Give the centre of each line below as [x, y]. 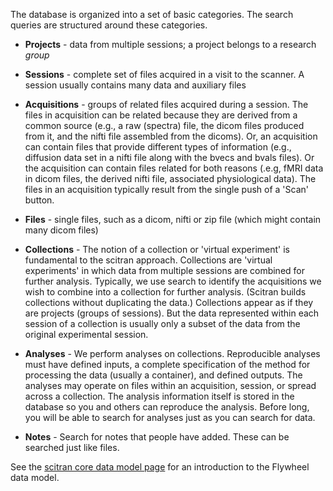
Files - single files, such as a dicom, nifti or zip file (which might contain [173, 219]
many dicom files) [61, 230]
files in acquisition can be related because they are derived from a [161, 115]
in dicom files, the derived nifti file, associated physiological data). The [170, 178]
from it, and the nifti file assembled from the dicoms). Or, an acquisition [171, 136]
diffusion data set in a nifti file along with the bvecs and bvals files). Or [169, 157]
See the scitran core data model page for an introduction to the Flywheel [160, 467]
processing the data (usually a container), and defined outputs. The [163, 375]
